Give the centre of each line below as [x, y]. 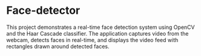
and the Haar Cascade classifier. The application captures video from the [97, 33]
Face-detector [43, 11]
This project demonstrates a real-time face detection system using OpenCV [100, 27]
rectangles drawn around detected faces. [58, 46]
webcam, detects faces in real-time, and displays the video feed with [92, 40]
